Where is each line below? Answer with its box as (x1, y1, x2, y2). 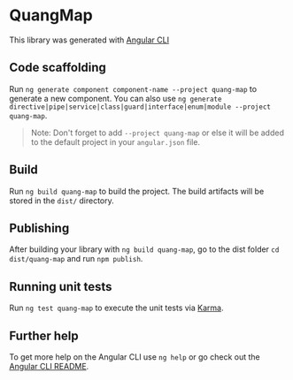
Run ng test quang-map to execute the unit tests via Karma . (9, 302, 224, 314)
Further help (9, 328, 80, 343)
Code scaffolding (9, 60, 106, 75)
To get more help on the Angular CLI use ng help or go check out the (9, 352, 260, 362)
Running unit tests (9, 279, 112, 294)
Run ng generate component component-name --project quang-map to (9, 83, 258, 94)
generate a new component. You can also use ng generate (9, 93, 222, 103)
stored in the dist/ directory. (9, 195, 115, 206)
